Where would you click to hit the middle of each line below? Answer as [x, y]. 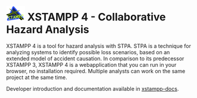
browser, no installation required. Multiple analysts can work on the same [96, 71]
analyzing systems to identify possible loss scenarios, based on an [88, 52]
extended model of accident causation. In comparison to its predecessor [95, 58]
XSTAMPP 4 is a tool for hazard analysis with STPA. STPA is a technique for [99, 46]
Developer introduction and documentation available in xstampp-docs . [93, 89]
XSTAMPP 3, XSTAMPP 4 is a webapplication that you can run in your [91, 64]
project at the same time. [37, 77]
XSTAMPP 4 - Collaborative [96, 17]
